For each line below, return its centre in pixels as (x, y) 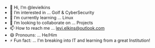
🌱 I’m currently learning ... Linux (42, 18)
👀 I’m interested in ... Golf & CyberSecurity (52, 12)
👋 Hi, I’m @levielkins (30, 7)
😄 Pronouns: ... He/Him (33, 35)
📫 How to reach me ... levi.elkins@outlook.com (57, 28)
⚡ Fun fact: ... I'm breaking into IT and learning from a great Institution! (80, 40)
